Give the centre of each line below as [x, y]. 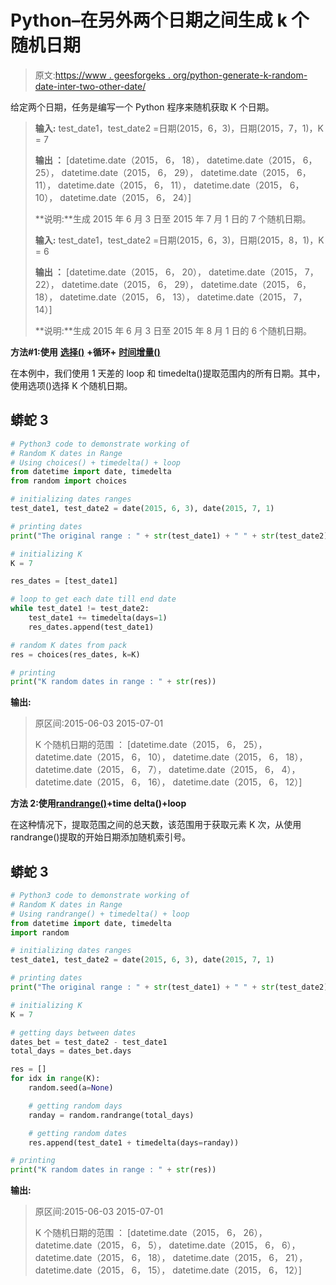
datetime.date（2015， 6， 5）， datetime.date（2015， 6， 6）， [167, 1245]
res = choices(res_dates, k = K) [75, 654]
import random [40, 932]
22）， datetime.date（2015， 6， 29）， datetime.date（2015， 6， [173, 284]
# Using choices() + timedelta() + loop [96, 462]
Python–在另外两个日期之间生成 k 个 [160, 20]
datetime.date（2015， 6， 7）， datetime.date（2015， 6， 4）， [167, 770]
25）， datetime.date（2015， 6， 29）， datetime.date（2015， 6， [173, 172]
